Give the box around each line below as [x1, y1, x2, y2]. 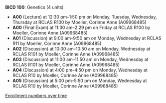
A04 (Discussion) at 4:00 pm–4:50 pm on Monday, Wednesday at [12, 67, 148, 73]
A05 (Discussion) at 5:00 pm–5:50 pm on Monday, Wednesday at [12, 77, 147, 83]
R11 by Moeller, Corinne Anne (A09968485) [12, 40, 102, 46]
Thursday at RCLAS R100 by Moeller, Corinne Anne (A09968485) [12, 19, 147, 25]
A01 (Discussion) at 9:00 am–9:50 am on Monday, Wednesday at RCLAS [12, 35, 162, 41]
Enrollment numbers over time [5, 92, 67, 98]
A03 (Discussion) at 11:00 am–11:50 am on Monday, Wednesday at [12, 56, 149, 62]
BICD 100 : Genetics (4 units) [5, 4, 64, 10]
